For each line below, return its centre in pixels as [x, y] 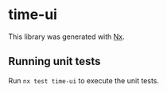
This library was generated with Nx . [66, 36]
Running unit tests [54, 61]
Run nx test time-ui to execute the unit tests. [84, 80]
